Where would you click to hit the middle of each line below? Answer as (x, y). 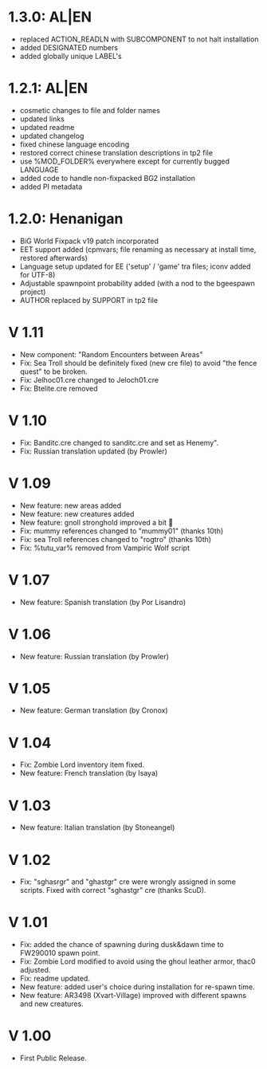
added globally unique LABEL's (71, 56)
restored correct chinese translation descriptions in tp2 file (116, 152)
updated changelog (52, 136)
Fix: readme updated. (55, 979)
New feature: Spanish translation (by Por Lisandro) (103, 602)
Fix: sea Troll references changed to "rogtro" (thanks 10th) (116, 539)
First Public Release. (53, 1058)
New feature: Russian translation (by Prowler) (94, 656)
